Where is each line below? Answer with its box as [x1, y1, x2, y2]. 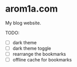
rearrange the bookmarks [12, 51, 66, 57]
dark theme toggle [12, 45, 52, 51]
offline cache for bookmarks [12, 57, 72, 63]
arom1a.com [5, 3, 58, 15]
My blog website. [5, 20, 42, 26]
